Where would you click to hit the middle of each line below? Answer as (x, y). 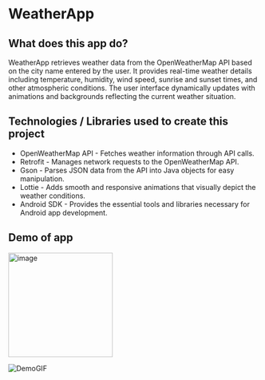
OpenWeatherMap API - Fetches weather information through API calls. (137, 153)
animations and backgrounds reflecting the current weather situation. (122, 96)
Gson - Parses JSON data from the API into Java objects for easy (127, 170)
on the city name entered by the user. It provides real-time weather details (131, 71)
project (27, 134)
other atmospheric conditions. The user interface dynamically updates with (132, 88)
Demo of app (41, 238)
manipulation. (42, 178)
